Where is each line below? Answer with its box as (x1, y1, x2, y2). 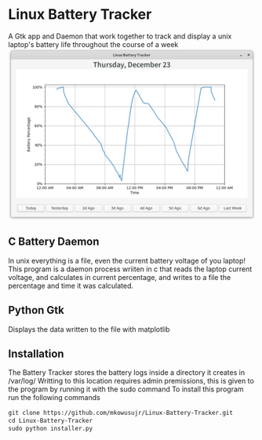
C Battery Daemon (8, 235, 100, 249)
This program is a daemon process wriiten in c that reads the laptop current (8, 264, 253, 274)
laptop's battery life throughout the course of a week (8, 39, 179, 49)
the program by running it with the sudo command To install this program (8, 384, 245, 394)
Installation (8, 347, 64, 360)
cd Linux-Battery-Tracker (8, 417, 93, 425)
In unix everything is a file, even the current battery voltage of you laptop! (8, 256, 246, 265)
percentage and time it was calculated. (8, 281, 134, 290)
